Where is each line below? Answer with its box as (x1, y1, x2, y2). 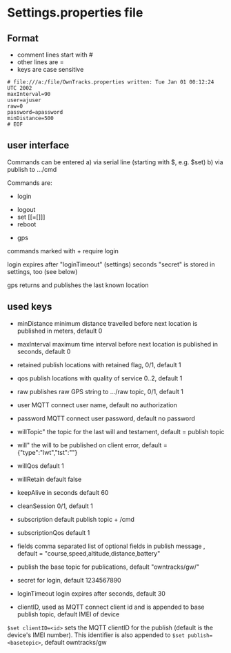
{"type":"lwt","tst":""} (17, 448, 78, 456)
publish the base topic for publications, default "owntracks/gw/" (17, 563, 200, 571)
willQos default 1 (17, 461, 64, 470)
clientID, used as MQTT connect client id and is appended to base (17, 603, 205, 611)
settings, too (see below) (7, 267, 78, 275)
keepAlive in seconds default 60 (17, 488, 109, 496)
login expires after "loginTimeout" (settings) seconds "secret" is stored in (7, 260, 215, 269)
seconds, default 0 (17, 347, 71, 355)
